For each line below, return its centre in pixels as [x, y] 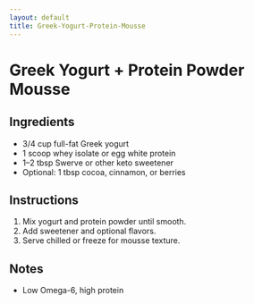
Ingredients [42, 122]
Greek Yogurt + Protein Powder [127, 70]
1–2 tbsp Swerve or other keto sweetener [98, 163]
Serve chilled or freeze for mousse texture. [101, 241]
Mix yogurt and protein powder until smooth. [104, 222]
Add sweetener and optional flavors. [89, 231]
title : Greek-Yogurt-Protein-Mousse [77, 26]
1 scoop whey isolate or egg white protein [99, 153]
